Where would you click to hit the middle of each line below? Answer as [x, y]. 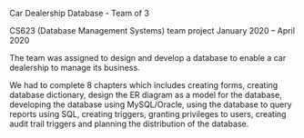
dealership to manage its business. [75, 68]
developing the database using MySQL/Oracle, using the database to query [151, 104]
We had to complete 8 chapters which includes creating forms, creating [144, 85]
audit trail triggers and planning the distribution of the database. [129, 123]
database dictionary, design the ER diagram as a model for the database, [146, 95]
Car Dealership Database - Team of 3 [80, 13]
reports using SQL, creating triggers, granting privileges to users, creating [148, 114]
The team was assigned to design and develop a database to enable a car [148, 58]
